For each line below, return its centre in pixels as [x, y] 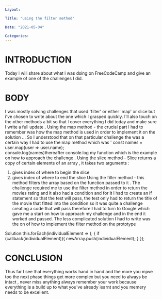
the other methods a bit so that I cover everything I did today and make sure [81, 122]
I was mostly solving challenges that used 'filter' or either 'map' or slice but [80, 112]
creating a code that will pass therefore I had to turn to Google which [81, 209]
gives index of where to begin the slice [51, 172]
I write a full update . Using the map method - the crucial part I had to [74, 127]
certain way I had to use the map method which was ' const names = [74, 142]
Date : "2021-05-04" [25, 27]
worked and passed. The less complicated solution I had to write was [81, 219]
